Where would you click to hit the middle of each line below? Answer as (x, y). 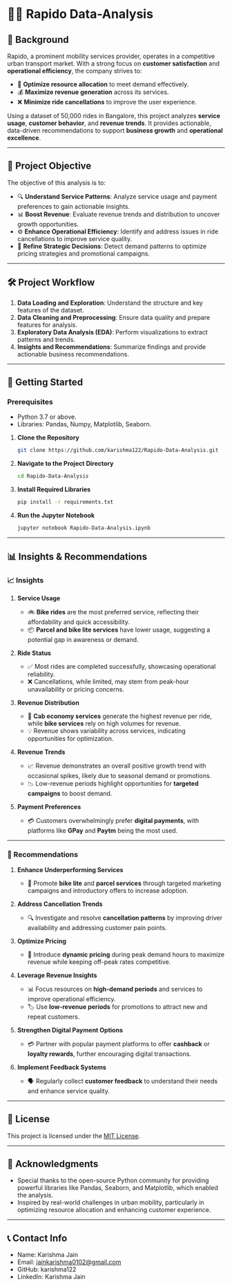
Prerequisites (30, 401)
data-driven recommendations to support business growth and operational (115, 130)
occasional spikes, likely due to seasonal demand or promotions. (119, 775)
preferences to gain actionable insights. (73, 206)
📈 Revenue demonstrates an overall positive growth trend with (117, 766)
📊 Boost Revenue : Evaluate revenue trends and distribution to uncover (118, 214)
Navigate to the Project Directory (65, 464)
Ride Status (34, 653)
